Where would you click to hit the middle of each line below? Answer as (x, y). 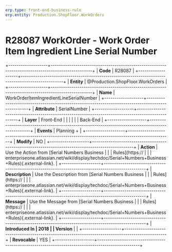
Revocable (24, 240)
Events (45, 131)
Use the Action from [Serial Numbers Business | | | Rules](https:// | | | (79, 152)
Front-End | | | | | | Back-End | (72, 120)
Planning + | (69, 131)
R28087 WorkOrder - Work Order (78, 40)
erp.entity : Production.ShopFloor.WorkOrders (55, 15)
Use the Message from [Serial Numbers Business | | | (85, 202)
